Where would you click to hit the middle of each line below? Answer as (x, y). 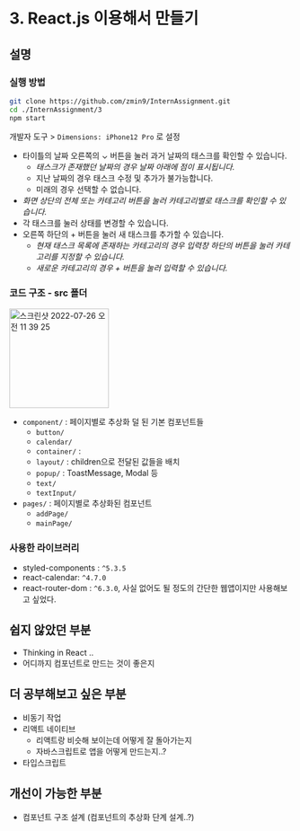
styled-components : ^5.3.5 (74, 568)
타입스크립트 (44, 762)
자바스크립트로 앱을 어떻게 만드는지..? (101, 751)
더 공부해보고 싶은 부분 (68, 694)
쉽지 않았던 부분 (50, 630)
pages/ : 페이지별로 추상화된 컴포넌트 (87, 503)
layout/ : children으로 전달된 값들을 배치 (108, 461)
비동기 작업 (42, 717)
